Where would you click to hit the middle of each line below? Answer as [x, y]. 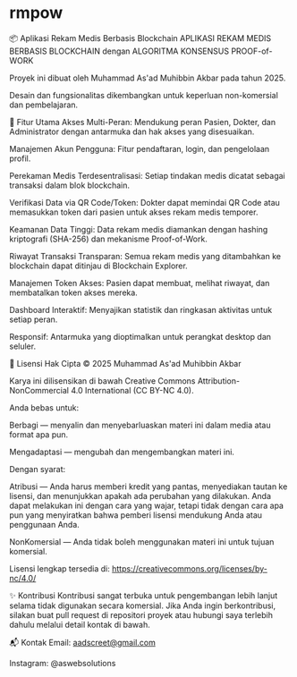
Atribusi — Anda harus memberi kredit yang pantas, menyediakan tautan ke [148, 487]
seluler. [23, 346]
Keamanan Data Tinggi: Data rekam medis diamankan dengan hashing [139, 229]
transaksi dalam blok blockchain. [70, 185]
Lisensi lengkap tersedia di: [59, 568]
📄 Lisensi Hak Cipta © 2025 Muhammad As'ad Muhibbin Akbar [125, 363]
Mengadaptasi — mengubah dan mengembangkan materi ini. [122, 452]
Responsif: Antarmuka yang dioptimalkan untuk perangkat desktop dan [140, 336]
